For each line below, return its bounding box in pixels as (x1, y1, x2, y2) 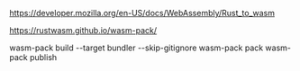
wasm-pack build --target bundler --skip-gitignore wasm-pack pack (9, 42, 264, 53)
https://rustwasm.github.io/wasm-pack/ (9, 25, 158, 35)
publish (30, 52, 58, 62)
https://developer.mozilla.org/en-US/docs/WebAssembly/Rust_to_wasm (9, 8, 275, 18)
